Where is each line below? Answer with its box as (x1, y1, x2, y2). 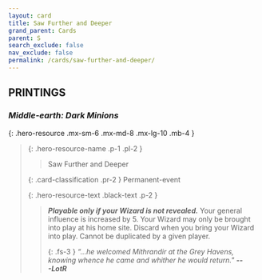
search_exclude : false (8, 42, 84, 50)
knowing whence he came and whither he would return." (47, 255, 235, 265)
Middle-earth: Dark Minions (8, 110, 119, 121)
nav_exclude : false (8, 49, 73, 57)
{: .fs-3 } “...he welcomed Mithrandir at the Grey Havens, (47, 246, 234, 256)
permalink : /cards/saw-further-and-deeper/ (8, 57, 156, 65)
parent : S (8, 34, 42, 42)
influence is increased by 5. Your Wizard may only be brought (47, 214, 251, 224)
